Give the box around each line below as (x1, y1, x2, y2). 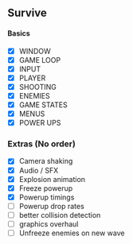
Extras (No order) (7, 138, 76, 149)
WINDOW (18, 46, 51, 56)
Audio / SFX (18, 165, 59, 175)
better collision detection (18, 210, 101, 219)
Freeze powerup (18, 183, 73, 193)
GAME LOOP (18, 55, 61, 64)
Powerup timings (18, 192, 75, 202)
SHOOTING (18, 82, 57, 91)
